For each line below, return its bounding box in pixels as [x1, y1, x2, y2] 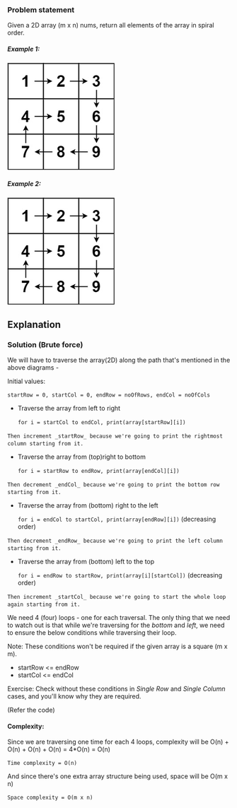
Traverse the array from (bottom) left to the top [17, 557, 155, 566]
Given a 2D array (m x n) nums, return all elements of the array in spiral [7, 21, 214, 30]
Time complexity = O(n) [7, 760, 78, 767]
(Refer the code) [7, 705, 55, 714]
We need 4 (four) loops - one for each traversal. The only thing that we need [7, 613, 231, 621]
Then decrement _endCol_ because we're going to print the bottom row [7, 481, 220, 488]
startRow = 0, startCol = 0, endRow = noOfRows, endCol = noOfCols [7, 391, 211, 399]
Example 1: [7, 45, 40, 53]
